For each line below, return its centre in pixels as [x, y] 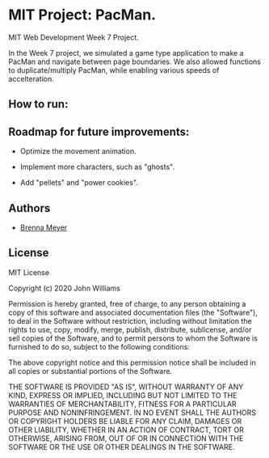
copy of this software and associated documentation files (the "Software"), [133, 312]
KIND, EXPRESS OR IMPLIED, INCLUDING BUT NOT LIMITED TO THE [123, 395]
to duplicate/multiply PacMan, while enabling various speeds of [114, 70]
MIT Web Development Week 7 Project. [74, 37]
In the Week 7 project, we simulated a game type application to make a [126, 53]
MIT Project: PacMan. [82, 15]
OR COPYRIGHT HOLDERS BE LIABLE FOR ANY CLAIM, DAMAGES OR [125, 421]
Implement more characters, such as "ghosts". [97, 167]
